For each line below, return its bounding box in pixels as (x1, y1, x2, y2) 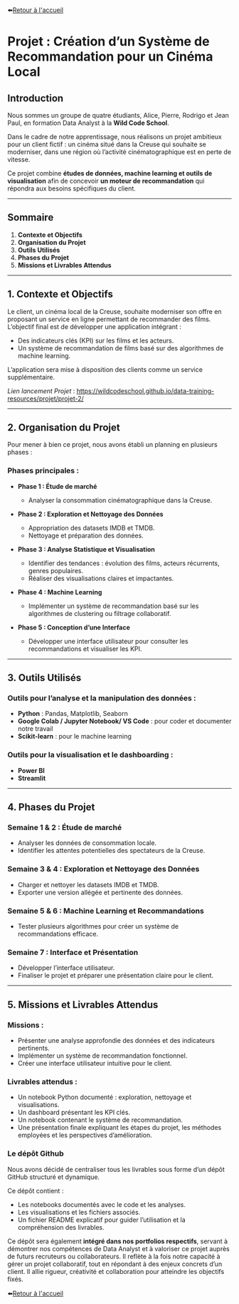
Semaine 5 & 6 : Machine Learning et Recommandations (7, 906, 204, 916)
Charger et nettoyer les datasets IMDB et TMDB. (17, 880, 159, 889)
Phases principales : (7, 466, 80, 476)
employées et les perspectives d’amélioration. (17, 1131, 152, 1140)
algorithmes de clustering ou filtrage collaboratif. (28, 609, 171, 617)
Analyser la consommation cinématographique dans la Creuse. (28, 495, 213, 505)
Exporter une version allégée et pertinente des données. (17, 888, 184, 896)
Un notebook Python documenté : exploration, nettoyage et (17, 1093, 192, 1101)
